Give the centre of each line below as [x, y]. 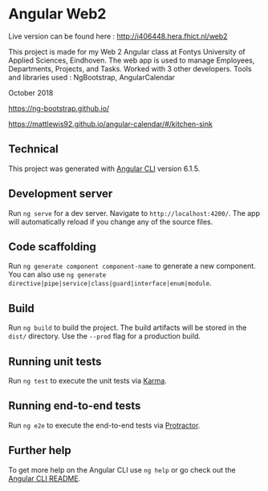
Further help [40, 450]
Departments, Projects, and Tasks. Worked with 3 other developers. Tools [130, 68]
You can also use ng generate [57, 274]
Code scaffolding [52, 247]
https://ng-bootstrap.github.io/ [59, 108]
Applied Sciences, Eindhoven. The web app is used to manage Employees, [132, 60]
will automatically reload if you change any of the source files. [111, 221]
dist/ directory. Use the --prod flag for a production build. [104, 336]
